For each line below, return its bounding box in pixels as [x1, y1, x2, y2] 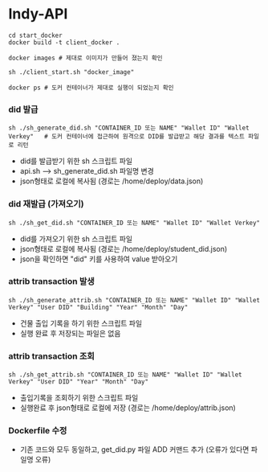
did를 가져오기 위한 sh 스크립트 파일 [19, 234, 133, 244]
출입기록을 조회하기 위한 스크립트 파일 [19, 393, 139, 403]
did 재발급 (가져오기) [8, 199, 84, 210]
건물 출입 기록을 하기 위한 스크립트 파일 [19, 318, 143, 328]
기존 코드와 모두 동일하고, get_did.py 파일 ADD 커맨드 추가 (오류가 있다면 [19, 445, 250, 454]
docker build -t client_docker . [8, 38, 120, 47]
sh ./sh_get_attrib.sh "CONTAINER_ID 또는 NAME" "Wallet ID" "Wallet [8, 371, 242, 379]
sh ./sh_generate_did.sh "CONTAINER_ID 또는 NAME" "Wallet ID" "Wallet [8, 124, 250, 133]
